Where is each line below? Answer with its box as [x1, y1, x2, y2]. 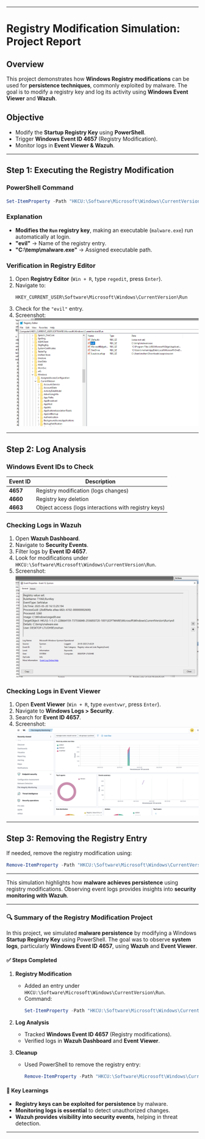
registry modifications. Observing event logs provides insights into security [6, 885, 196, 892]
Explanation [6, 212, 43, 221]
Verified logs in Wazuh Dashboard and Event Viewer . [24, 1037, 160, 1045]
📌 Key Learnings [6, 1086, 49, 1094]
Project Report [6, 35, 81, 49]
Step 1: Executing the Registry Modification [6, 165, 174, 176]
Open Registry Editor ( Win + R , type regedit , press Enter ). [15, 275, 163, 282]
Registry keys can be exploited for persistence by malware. [15, 1100, 168, 1108]
